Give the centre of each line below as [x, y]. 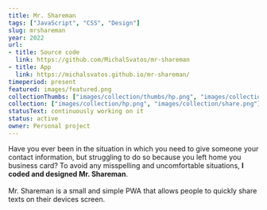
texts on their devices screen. [57, 199]
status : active [33, 119]
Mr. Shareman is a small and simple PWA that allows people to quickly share [133, 190]
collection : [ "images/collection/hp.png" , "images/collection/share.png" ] [135, 104]
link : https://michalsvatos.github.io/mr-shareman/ [103, 74]
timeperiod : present [43, 82]
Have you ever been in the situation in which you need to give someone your [133, 148]
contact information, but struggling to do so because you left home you [125, 157]
